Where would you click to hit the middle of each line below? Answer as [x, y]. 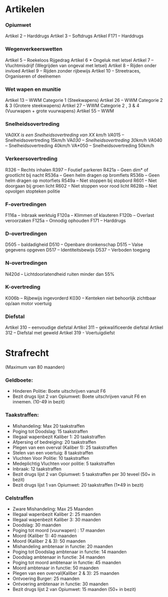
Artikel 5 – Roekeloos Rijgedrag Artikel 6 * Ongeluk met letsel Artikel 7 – [79, 60]
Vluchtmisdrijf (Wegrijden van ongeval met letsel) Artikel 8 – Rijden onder [81, 65]
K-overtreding [23, 287]
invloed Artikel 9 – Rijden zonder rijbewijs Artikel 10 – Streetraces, [73, 71]
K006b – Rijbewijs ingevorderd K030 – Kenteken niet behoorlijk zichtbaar [81, 298]
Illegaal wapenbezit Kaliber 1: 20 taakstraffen [59, 437]
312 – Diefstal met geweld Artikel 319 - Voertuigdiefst [60, 333]
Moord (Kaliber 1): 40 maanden [45, 535]
